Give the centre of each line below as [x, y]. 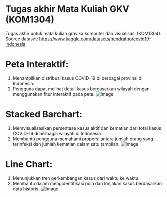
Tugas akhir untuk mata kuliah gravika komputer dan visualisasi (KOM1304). [83, 33]
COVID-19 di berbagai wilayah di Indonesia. [57, 133]
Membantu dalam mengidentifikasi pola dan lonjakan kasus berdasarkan [87, 183]
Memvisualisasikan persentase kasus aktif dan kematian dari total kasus [87, 128]
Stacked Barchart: [44, 115]
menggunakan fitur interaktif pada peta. [53, 94]
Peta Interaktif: [37, 65]
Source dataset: [22, 39]
